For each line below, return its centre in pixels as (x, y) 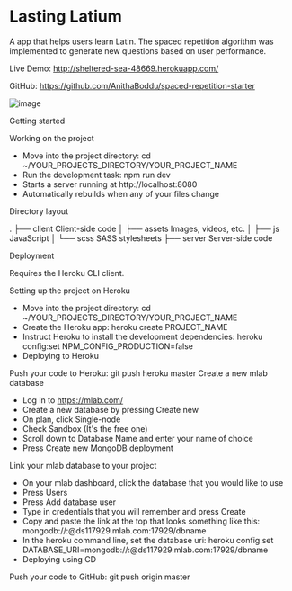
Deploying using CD (59, 559)
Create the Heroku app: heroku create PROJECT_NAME (125, 327)
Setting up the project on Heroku (70, 291)
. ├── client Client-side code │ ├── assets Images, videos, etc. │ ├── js (145, 228)
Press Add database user (69, 502)
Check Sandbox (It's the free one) (85, 428)
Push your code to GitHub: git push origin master (100, 577)
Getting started (37, 121)
